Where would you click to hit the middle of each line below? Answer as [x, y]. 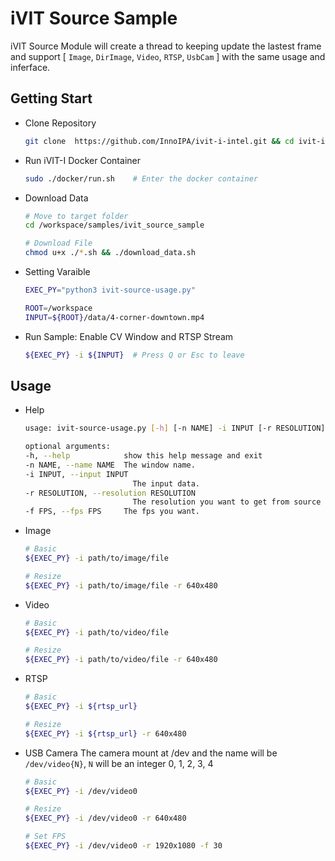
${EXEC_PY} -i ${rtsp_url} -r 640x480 [105, 733]
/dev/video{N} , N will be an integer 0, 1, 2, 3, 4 [119, 763]
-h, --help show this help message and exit [143, 456]
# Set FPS [45, 837]
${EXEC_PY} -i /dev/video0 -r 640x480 [105, 818]
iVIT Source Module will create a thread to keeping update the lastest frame [166, 46]
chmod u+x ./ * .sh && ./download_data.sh [110, 253]
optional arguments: [67, 447]
